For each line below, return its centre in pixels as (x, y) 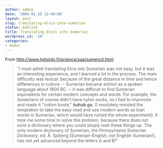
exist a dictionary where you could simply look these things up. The (84, 125)
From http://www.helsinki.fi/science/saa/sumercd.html (59, 59)
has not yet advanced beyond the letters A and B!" (67, 140)
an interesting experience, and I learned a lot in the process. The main (87, 74)
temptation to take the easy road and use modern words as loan (81, 110)
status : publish (21, 28)
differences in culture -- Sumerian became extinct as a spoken (79, 84)
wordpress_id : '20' (25, 37)
